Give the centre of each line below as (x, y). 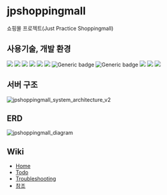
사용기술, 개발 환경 (39, 49)
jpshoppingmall (46, 11)
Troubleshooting (36, 179)
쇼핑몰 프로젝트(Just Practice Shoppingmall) (60, 28)
